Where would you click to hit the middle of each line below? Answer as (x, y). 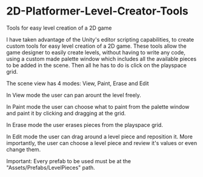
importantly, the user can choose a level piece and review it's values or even (102, 143)
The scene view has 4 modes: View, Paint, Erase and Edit (78, 83)
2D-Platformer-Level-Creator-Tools (98, 11)
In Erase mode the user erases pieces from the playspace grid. (85, 124)
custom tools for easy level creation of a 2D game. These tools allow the (96, 46)
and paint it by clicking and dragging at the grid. (66, 113)
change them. (24, 149)
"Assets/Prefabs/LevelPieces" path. (51, 167)
